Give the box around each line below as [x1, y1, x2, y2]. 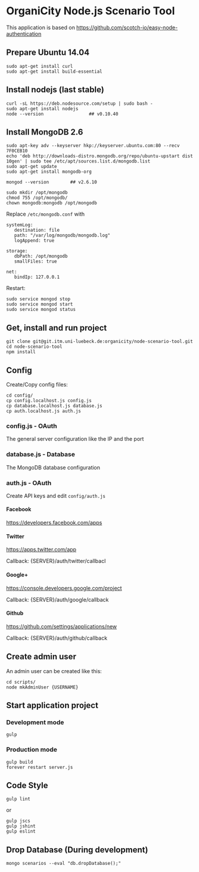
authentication [6, 30, 42, 37]
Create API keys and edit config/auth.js [6, 492, 106, 499]
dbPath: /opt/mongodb [14, 253, 68, 260]
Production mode [6, 746, 58, 754]
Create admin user [6, 652, 76, 662]
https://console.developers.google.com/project [6, 584, 122, 591]
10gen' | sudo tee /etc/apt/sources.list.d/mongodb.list [6, 158, 151, 164]
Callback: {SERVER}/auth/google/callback [6, 596, 109, 603]
